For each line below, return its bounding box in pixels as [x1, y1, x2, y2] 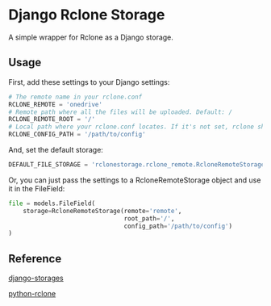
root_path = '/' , [123, 214, 175, 223]
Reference [8, 252, 62, 266]
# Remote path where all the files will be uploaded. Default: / [8, 107, 232, 116]
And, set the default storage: [8, 145, 103, 154]
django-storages [8, 273, 65, 283]
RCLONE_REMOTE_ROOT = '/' [8, 115, 95, 124]
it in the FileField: [8, 183, 65, 193]
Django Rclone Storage [8, 6, 165, 24]
